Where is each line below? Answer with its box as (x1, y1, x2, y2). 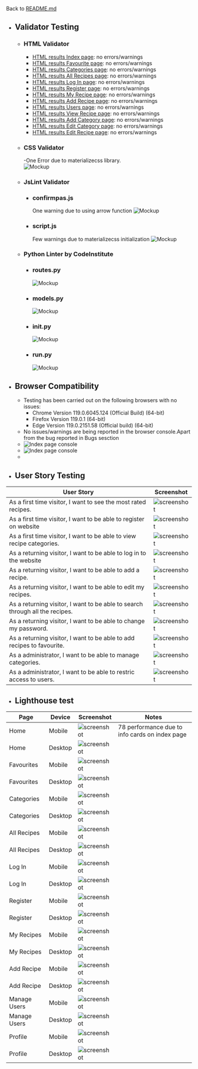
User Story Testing (14, 470, 85, 481)
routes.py (32, 266, 61, 274)
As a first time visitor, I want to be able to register (9, 515, 145, 523)
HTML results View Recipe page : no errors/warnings (32, 109, 160, 117)
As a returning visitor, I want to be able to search (9, 600, 143, 608)
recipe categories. (9, 539, 60, 548)
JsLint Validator (23, 177, 70, 186)
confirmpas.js (32, 193, 74, 202)
